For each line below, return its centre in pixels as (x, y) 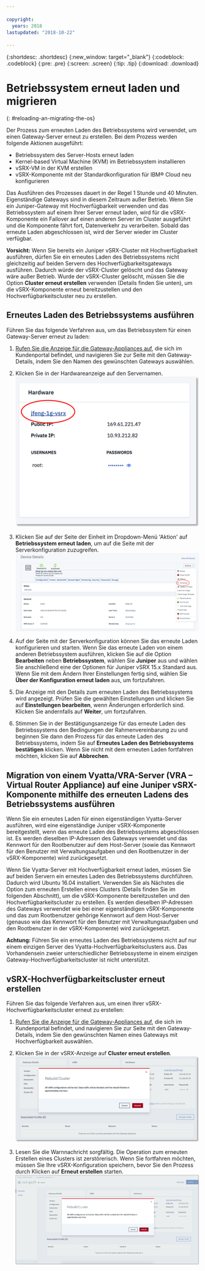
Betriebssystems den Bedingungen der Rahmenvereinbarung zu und (102, 730)
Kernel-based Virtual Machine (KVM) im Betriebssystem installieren (100, 162)
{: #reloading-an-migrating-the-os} (51, 118)
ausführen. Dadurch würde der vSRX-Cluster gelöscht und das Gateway (97, 270)
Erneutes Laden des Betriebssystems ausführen (100, 315)
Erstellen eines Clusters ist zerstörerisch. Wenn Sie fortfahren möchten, (105, 1159)
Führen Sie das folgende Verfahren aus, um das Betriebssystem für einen (99, 330)
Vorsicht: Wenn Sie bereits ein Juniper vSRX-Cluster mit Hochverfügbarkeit (102, 251)
